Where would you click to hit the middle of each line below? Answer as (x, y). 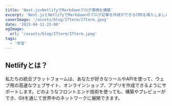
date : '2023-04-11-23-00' (33, 24)
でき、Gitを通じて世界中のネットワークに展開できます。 (64, 98)
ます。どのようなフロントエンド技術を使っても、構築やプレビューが (94, 91)
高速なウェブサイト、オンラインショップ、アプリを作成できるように (90, 85)
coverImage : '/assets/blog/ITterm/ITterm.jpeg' (57, 19)
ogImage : (15, 29)
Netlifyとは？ (26, 65)
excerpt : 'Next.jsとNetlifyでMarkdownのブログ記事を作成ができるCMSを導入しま (84, 15)
